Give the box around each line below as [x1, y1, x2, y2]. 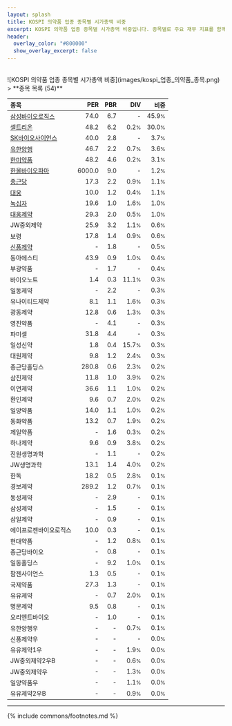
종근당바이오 [10, 547, 44, 556]
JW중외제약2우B [10, 656, 56, 665]
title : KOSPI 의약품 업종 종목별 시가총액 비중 [7, 18, 126, 26]
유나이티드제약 [10, 297, 50, 305]
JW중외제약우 [10, 667, 48, 676]
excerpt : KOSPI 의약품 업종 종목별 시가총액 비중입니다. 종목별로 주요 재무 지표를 [7, 26, 214, 32]
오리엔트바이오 [10, 613, 50, 621]
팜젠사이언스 [10, 569, 44, 578]
